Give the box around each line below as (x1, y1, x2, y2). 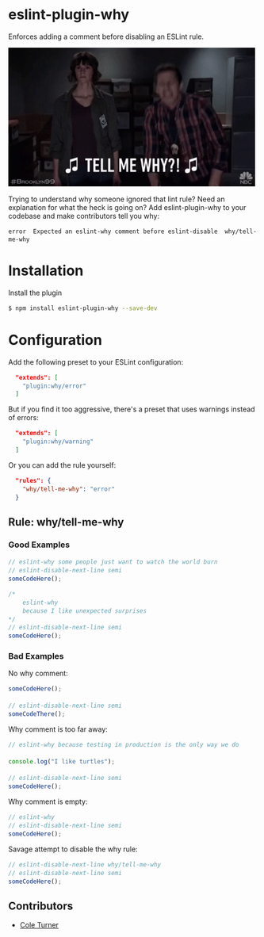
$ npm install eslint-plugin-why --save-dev (8, 304, 158, 312)
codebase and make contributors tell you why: (8, 211, 160, 220)
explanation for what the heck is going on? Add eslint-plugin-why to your (8, 202, 247, 212)
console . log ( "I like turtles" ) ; (8, 757, 115, 766)
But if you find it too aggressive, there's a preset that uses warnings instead (8, 404, 255, 414)
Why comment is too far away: (8, 724, 109, 734)
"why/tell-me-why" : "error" (22, 485, 115, 493)
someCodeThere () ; (8, 710, 66, 718)
